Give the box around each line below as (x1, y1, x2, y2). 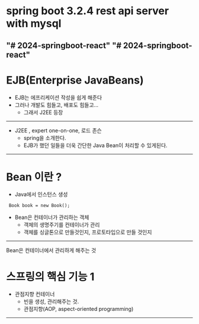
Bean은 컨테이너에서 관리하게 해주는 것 (6, 247, 97, 254)
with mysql (6, 17, 62, 30)
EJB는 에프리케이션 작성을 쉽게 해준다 (14, 94, 102, 101)
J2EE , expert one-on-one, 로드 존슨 (14, 126, 102, 134)
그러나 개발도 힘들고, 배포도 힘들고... (14, 101, 99, 108)
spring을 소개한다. (23, 134, 66, 141)
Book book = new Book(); (8, 203, 70, 209)
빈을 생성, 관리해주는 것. (23, 298, 79, 305)
